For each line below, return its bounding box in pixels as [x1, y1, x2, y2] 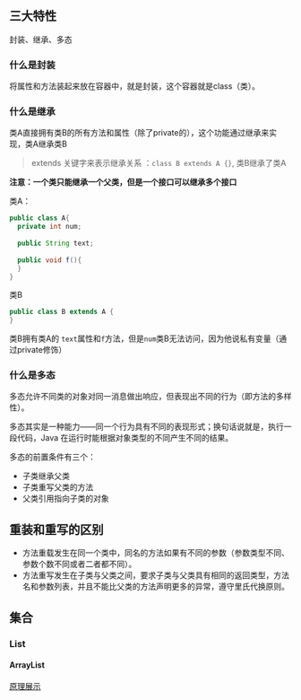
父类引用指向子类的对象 [21, 493, 109, 504]
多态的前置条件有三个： [9, 451, 96, 462]
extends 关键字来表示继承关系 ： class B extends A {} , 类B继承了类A [30, 158, 287, 169]
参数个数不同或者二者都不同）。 [21, 559, 137, 570]
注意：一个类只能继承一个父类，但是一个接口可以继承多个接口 [9, 177, 237, 188]
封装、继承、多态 [9, 34, 73, 45]
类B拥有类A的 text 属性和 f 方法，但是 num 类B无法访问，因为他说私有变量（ [9, 333, 279, 344]
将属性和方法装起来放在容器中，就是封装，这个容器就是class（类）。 [9, 81, 261, 92]
